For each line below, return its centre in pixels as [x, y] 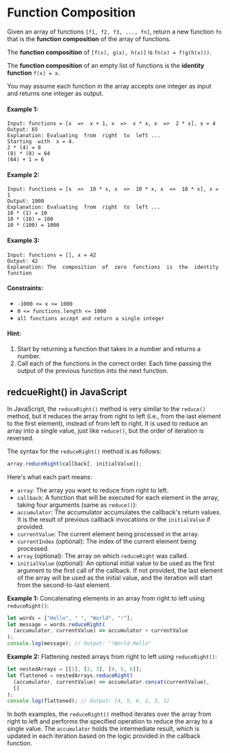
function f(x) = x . [34, 73]
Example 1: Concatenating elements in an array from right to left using [106, 598]
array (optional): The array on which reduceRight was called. [102, 555]
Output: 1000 [26, 201]
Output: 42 [23, 261]
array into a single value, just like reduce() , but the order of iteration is [105, 431]
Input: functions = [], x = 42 [52, 255]
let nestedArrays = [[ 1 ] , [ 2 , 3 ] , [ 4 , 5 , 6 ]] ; [75, 669]
